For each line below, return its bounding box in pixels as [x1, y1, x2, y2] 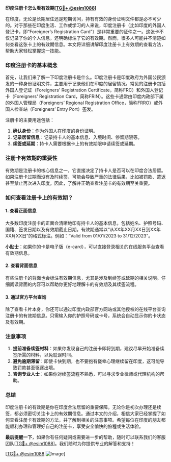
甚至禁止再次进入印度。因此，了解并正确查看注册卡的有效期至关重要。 [5, 180, 153, 186]
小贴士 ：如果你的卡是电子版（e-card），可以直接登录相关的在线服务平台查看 [5, 244, 164, 250]
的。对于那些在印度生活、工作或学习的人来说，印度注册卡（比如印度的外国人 [5, 22, 166, 28]
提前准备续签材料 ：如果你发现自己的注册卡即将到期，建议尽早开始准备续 [12, 346, 164, 352]
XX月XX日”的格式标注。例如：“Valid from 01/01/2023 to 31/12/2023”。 [5, 232, 153, 239]
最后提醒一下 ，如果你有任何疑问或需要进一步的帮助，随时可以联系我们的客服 [5, 434, 166, 440]
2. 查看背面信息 [5, 262, 38, 269]
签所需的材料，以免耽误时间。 [12, 352, 75, 358]
